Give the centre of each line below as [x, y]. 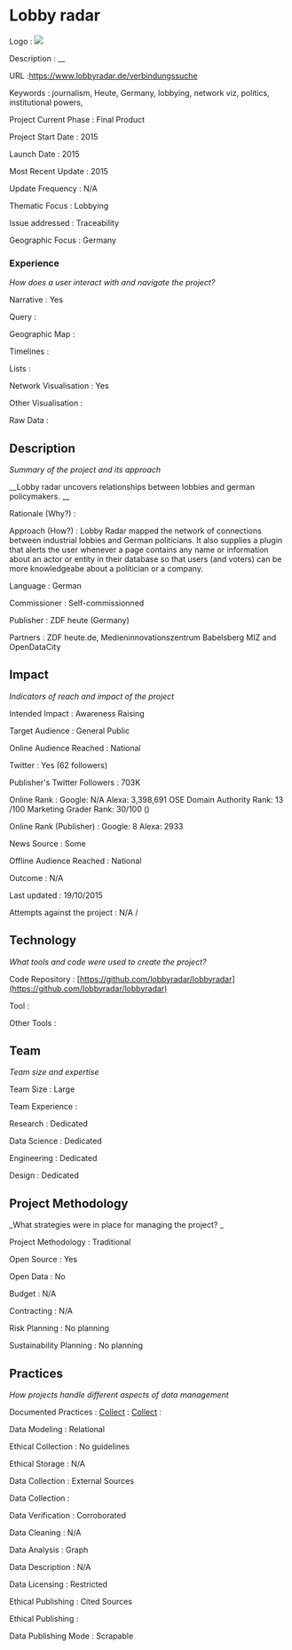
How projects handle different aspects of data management [119, 1395]
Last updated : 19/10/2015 [56, 895]
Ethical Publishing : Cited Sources [71, 1602]
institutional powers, [46, 102]
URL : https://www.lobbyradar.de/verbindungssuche [103, 76]
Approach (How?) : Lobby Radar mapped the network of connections [135, 531]
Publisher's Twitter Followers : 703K [75, 782]
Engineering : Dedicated [53, 1158]
